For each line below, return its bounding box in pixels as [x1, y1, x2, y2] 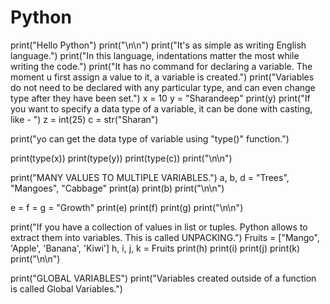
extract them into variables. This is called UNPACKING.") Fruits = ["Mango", [10, 231, 320, 243]
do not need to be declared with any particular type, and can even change [10, 81, 316, 93]
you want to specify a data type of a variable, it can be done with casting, [10, 102, 313, 115]
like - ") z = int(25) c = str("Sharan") [10, 113, 159, 125]
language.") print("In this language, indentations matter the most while [10, 49, 300, 61]
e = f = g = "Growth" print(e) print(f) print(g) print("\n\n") [10, 201, 244, 213]
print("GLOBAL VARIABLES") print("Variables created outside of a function [10, 272, 317, 284]
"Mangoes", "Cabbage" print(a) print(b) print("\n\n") [10, 182, 225, 194]
